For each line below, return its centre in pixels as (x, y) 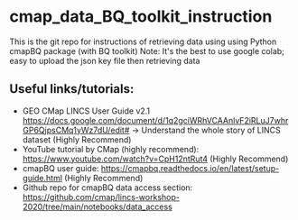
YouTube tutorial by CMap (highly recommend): (111, 149)
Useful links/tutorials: (72, 89)
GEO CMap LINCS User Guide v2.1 (86, 111)
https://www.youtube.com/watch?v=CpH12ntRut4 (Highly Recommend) (155, 159)
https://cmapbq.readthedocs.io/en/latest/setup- (190, 168)
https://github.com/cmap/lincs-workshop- (101, 197)
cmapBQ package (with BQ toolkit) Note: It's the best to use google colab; (147, 50)
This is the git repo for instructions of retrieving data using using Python (143, 41)
